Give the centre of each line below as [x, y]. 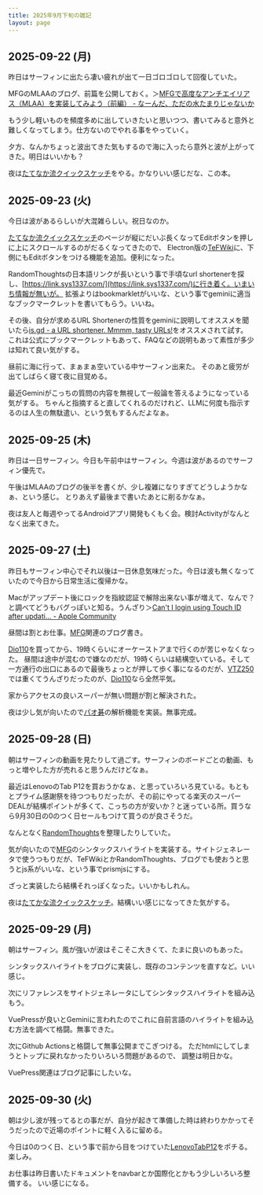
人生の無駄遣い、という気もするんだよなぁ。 [101, 413]
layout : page [29, 23]
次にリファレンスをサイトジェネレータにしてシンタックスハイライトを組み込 [131, 993]
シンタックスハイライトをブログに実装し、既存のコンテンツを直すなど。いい [131, 966]
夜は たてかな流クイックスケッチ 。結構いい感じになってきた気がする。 [121, 902]
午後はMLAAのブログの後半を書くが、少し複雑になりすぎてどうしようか [124, 487]
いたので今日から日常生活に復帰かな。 [70, 581]
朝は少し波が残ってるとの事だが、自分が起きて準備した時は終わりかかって [128, 1120]
